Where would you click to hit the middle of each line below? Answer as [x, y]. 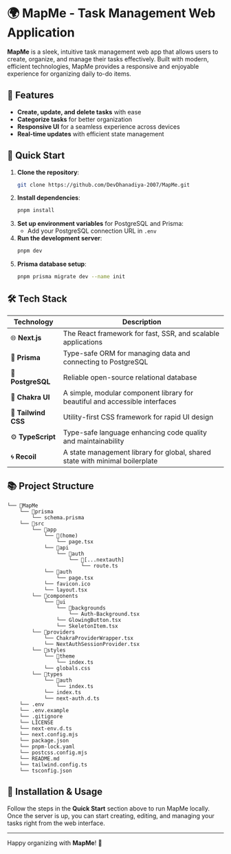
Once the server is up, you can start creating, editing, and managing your [111, 815]
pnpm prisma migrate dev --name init [71, 277]
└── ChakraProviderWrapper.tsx [89, 638]
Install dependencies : [48, 198]
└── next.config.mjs [49, 734]
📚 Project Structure [51, 486]
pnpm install [36, 211]
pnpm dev [30, 251]
